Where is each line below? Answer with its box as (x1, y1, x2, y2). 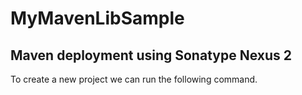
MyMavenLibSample (10, 7, 185, 30)
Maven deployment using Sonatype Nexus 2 (10, 47, 292, 64)
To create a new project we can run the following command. (10, 73, 258, 85)
